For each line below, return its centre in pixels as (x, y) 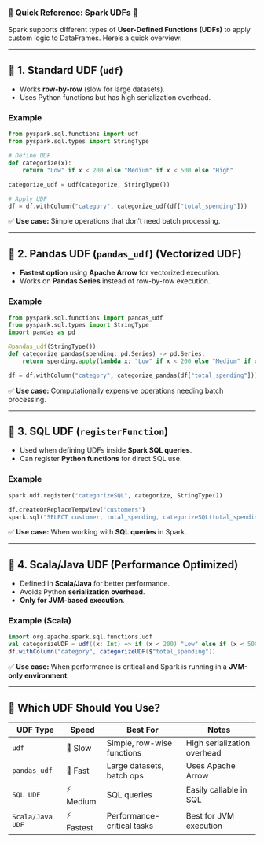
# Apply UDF (27, 199)
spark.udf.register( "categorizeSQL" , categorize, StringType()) (115, 495)
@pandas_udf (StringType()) (52, 347)
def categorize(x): (40, 163)
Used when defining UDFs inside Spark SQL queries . (106, 450)
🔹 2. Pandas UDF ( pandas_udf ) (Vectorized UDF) (125, 254)
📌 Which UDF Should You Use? (84, 708)
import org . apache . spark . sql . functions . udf (81, 637)
